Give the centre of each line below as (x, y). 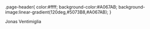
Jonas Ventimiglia (23, 22)
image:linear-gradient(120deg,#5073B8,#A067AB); (57, 12)
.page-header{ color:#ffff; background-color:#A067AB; (61, 7)
